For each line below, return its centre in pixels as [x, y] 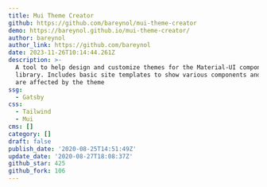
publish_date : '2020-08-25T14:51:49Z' [72, 149]
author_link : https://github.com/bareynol [79, 45]
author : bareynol [37, 38]
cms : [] [21, 127]
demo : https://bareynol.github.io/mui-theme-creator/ [99, 30]
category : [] [30, 134]
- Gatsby [30, 97]
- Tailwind [33, 112]
